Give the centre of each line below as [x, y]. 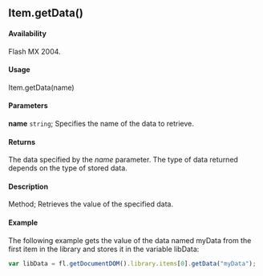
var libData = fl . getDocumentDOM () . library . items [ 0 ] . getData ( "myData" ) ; [132, 263]
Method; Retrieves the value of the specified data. [91, 204]
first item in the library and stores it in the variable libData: [104, 249]
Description [28, 186]
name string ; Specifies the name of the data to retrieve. [101, 124]
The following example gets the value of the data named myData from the [130, 240]
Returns [22, 142]
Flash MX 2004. [35, 51]
